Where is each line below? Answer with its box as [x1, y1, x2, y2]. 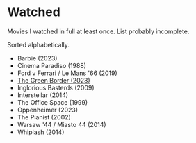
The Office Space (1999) [17, 98, 88, 106]
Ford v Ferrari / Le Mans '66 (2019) [17, 69, 118, 77]
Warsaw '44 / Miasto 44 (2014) [17, 120, 106, 128]
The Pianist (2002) [17, 112, 71, 121]
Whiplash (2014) [17, 128, 65, 136]
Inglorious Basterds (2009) [17, 83, 95, 92]
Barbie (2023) [17, 53, 58, 62]
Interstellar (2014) [17, 91, 68, 99]
